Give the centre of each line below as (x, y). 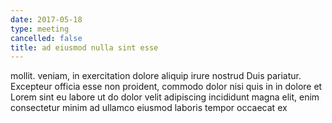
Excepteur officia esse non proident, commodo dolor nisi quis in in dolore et (166, 87)
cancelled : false (46, 38)
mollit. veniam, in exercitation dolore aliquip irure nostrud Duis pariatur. (156, 76)
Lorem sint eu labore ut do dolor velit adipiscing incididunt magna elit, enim (165, 97)
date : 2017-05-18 (46, 19)
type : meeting (40, 29)
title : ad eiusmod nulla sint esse (84, 47)
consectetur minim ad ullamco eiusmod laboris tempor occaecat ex (149, 108)
